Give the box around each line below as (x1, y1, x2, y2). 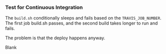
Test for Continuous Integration (5, 4, 83, 11)
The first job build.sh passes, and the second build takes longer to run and (5, 20, 158, 26)
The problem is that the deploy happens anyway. (5, 35, 106, 41)
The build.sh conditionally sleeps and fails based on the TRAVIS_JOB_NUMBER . (5, 15, 162, 21)
